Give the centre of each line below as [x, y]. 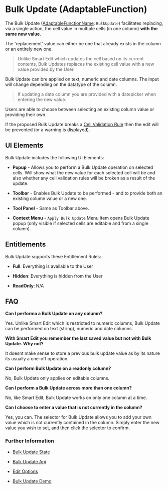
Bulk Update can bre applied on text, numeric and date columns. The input [82, 79]
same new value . [23, 34]
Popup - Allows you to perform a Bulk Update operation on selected [83, 167]
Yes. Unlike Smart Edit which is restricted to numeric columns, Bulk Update [82, 323]
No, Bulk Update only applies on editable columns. [57, 378]
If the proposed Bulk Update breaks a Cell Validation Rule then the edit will [82, 124]
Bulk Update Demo [32, 481]
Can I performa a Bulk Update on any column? [54, 314]
